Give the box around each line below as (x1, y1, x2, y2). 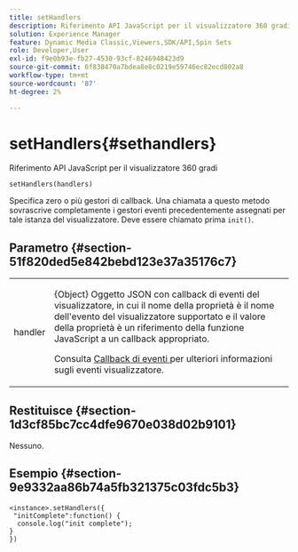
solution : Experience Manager (9, 29, 122, 38)
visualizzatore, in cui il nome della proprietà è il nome (53, 300, 275, 312)
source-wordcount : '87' (9, 79, 98, 88)
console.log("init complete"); (17, 519, 133, 528)
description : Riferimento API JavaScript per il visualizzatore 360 (9, 21, 268, 30)
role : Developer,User (9, 46, 90, 55)
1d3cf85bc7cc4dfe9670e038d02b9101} (9, 417, 237, 432)
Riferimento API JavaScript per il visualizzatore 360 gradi (9, 163, 218, 173)
